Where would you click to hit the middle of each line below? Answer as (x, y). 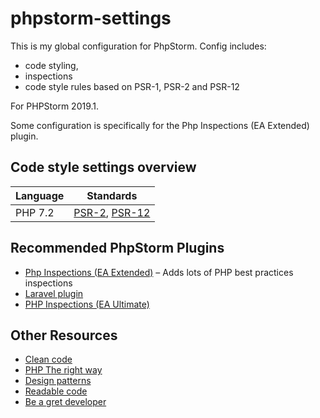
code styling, (51, 65)
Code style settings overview (103, 167)
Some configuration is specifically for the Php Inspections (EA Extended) (160, 125)
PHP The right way (63, 370)
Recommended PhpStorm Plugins (117, 248)
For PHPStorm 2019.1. (55, 106)
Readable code (56, 391)
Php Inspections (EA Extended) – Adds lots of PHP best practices (159, 272)
